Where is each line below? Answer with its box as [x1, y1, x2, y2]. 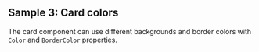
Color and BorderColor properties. [8, 35, 117, 44]
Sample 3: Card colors [8, 6, 119, 19]
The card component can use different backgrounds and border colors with [8, 26, 252, 36]
